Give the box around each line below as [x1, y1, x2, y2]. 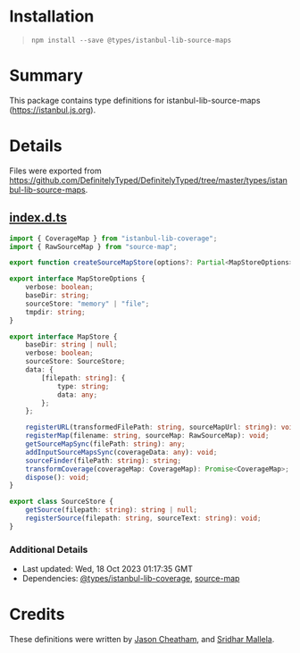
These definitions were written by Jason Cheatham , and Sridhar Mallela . [9, 633, 275, 644]
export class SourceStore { [9, 498, 114, 506]
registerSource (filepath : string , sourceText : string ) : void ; [25, 514, 262, 523]
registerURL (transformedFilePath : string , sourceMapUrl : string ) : [25, 423, 278, 432]
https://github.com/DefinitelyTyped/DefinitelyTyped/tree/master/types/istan [9, 174, 288, 185]
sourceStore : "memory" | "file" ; [25, 299, 150, 308]
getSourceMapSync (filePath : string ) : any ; [25, 440, 186, 448]
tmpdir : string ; [25, 307, 87, 316]
